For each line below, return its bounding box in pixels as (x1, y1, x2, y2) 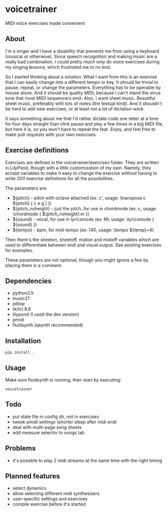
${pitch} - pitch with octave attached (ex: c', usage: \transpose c (12, 195, 146, 201)
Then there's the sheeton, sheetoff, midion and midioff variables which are (5, 236, 159, 242)
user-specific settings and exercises (12, 496, 88, 502)
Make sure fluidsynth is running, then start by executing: (5, 377, 122, 382)
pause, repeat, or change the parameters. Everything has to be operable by (5, 84, 161, 90)
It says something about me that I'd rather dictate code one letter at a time (5, 115, 159, 121)
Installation (5, 336, 41, 345)
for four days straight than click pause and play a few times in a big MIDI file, (5, 120, 163, 126)
